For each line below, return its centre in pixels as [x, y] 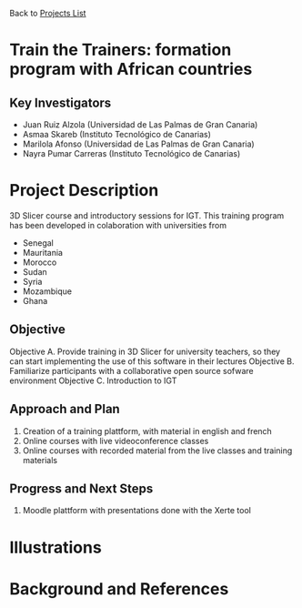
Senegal [38, 243]
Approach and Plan [65, 409]
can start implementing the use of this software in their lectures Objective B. [152, 361]
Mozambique [47, 291]
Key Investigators [60, 102]
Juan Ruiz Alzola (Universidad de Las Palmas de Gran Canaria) [140, 125]
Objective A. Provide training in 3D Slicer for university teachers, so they [145, 351]
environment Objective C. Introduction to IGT [93, 380]
